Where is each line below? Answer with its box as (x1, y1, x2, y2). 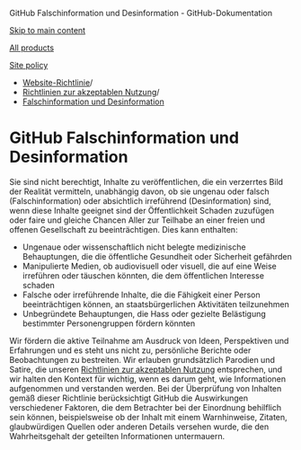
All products (9, 42, 55, 53)
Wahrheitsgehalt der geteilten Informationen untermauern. (9, 430, 226, 441)
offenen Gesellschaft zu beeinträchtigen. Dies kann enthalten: (9, 224, 238, 234)
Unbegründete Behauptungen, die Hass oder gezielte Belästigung (22, 308, 267, 319)
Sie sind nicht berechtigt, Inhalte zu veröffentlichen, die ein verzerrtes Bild (9, 176, 284, 187)
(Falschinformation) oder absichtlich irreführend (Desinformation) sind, (9, 195, 271, 206)
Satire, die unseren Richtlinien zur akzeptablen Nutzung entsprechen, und (9, 364, 283, 375)
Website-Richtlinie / (22, 77, 93, 88)
